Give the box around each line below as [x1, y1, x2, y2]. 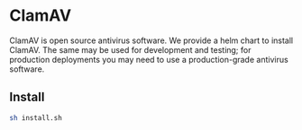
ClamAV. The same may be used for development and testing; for [9, 44, 252, 55]
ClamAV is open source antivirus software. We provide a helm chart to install [9, 35, 294, 46]
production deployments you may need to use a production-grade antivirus [9, 54, 288, 65]
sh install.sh [9, 113, 63, 122]
